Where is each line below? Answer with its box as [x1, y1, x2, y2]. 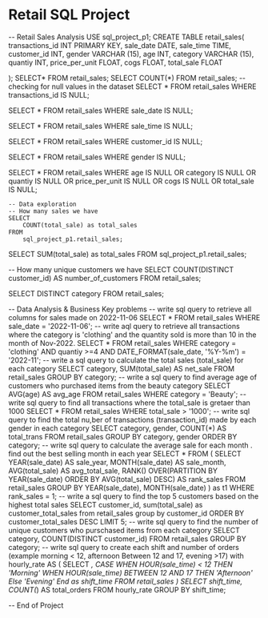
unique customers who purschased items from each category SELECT [8, 525, 240, 535]
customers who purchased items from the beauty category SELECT [8, 380, 231, 390]
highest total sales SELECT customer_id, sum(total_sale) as [8, 500, 203, 509]
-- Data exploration [8, 200, 78, 208]
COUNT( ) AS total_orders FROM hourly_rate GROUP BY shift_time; [8, 584, 226, 594]
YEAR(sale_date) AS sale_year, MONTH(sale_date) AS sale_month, [8, 457, 226, 467]
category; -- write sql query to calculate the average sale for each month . [8, 440, 253, 450]
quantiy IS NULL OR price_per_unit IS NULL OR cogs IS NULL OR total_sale [8, 176, 254, 186]
